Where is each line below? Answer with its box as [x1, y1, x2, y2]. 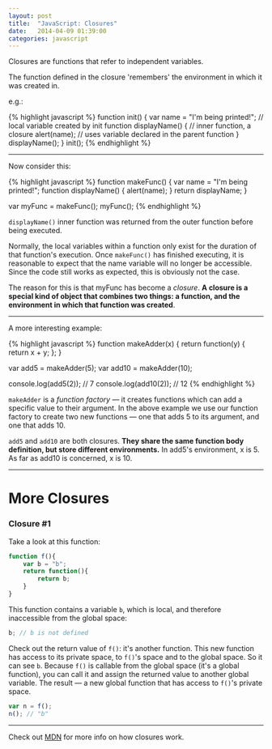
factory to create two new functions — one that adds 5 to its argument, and [8, 412, 260, 422]
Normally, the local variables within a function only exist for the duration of [8, 241, 257, 251]
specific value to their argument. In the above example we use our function [8, 403, 259, 413]
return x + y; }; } [8, 347, 62, 357]
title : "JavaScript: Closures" [8, 19, 117, 28]
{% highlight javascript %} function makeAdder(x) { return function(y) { [8, 339, 245, 349]
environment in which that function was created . [8, 300, 176, 310]
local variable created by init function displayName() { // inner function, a [8, 121, 252, 130]
